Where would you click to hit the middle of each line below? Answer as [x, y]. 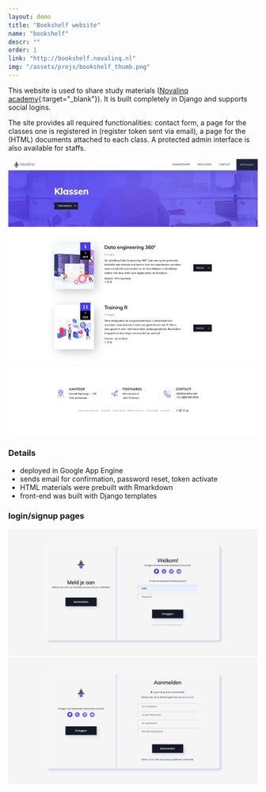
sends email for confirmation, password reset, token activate [118, 479]
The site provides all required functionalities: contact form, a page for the [127, 122]
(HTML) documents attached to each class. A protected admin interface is [129, 140]
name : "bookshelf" [38, 33]
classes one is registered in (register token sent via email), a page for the [127, 131]
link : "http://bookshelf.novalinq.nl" [72, 59]
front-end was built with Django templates [88, 495]
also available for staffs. [47, 147]
